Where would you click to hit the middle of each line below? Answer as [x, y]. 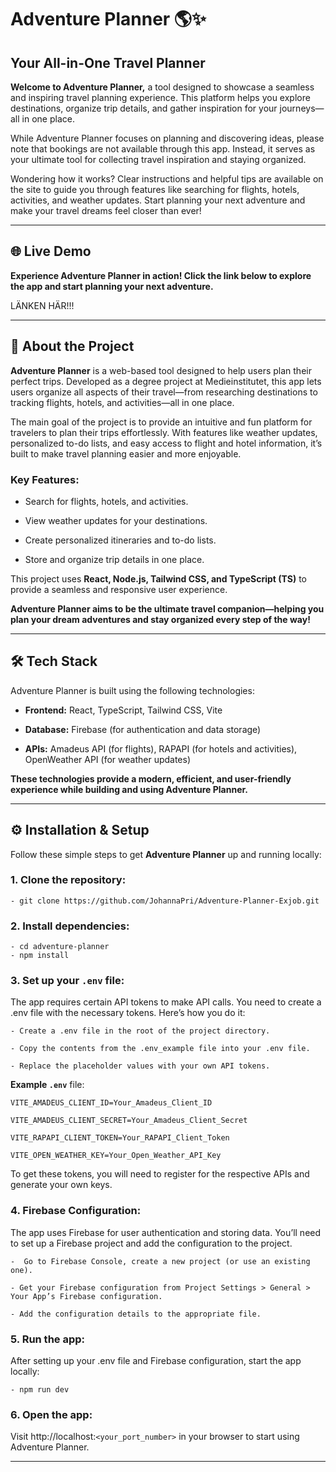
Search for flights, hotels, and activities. [106, 501]
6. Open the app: [51, 1414]
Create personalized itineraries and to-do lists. [120, 540]
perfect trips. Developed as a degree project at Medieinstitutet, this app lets [166, 381]
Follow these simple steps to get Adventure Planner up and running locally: [166, 854]
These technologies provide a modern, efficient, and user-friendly [151, 778]
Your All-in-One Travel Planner [108, 62]
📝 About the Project [72, 346]
